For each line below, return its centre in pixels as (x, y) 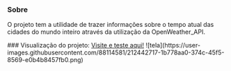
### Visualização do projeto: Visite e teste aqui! (76, 45)
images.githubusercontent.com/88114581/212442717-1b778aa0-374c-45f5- (116, 52)
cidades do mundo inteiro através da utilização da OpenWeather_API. (106, 32)
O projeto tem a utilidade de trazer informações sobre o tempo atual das (111, 25)
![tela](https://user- (173, 45)
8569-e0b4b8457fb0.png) (45, 60)
